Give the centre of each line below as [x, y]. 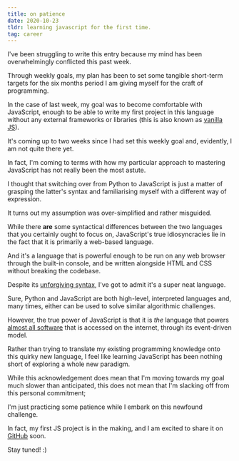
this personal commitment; [47, 393]
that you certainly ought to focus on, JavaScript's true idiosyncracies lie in [117, 234]
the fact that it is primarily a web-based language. [81, 242]
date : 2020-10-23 [33, 21]
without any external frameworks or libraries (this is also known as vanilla [115, 120]
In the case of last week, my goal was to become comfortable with [105, 105]
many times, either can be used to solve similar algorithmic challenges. [112, 306]
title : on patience [36, 14]
